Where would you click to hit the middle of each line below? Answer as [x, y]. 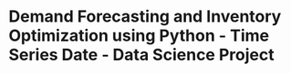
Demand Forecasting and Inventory [145, 17]
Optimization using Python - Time [139, 36]
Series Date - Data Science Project [141, 55]
